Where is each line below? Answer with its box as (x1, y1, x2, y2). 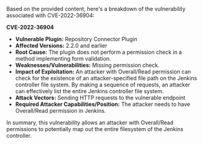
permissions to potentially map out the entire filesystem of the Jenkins (6, 126, 183, 132)
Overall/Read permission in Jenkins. (15, 107, 106, 114)
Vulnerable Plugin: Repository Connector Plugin (15, 36, 138, 42)
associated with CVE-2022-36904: (6, 12, 95, 19)
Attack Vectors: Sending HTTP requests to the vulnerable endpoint (15, 94, 185, 101)
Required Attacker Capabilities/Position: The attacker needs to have (15, 100, 191, 108)
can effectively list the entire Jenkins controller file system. (15, 88, 164, 94)
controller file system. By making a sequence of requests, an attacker (15, 81, 191, 88)
